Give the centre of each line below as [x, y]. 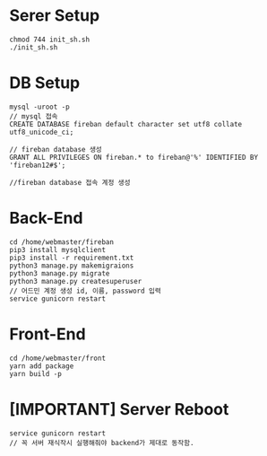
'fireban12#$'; [38, 165]
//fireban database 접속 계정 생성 [70, 182]
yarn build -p [36, 373]
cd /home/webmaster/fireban [62, 242]
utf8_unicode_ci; [42, 132]
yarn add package [42, 366]
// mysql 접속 [34, 116]
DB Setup [45, 83]
